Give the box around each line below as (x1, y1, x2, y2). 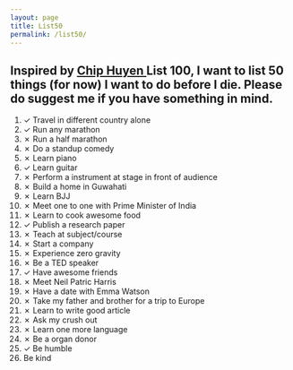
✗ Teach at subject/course (22, 229, 123, 240)
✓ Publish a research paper (22, 219, 125, 230)
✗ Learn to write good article (22, 305, 131, 316)
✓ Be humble (22, 343, 73, 354)
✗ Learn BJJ (22, 191, 71, 202)
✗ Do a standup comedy (22, 143, 115, 154)
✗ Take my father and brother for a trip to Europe (22, 296, 205, 306)
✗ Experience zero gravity (22, 248, 121, 259)
